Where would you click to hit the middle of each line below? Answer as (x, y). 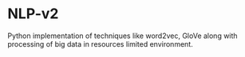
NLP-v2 (33, 14)
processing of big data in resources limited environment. (100, 44)
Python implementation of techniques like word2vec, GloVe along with (122, 36)
